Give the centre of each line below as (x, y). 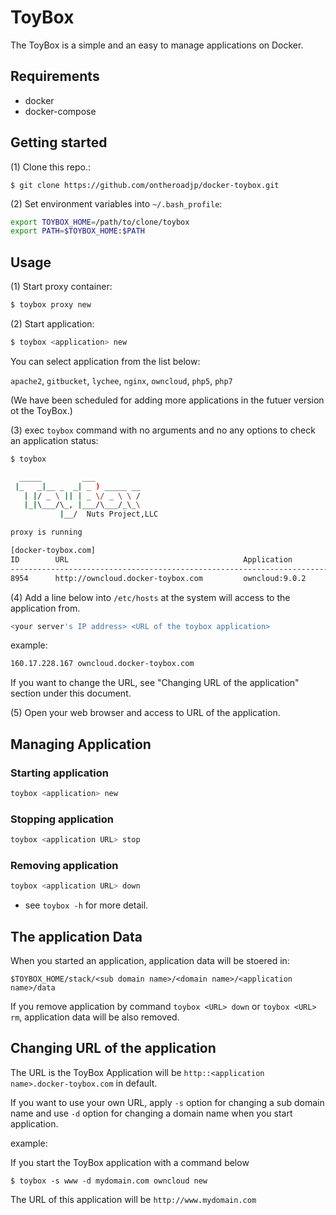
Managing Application (81, 744)
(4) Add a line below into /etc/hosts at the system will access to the (150, 597)
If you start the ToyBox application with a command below (130, 1162)
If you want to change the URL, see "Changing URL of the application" (155, 683)
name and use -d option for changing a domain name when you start (151, 1113)
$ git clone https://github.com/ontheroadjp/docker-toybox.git (145, 185)
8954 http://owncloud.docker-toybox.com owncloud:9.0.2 (158, 578)
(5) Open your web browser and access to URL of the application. (145, 713)
